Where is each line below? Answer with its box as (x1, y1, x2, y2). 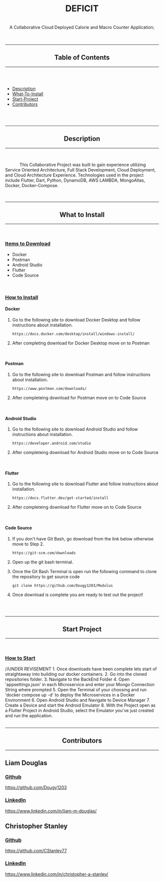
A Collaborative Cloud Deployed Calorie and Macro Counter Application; (9, 24, 155, 30)
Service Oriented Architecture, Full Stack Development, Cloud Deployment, (5, 167, 156, 172)
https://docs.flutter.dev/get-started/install (12, 495, 109, 501)
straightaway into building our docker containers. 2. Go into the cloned (5, 671, 147, 677)
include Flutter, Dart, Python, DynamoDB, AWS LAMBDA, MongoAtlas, (5, 177, 145, 183)
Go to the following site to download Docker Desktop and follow (12, 317, 141, 323)
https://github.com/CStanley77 (5, 848, 67, 854)
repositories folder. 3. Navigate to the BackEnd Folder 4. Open (5, 676, 130, 682)
